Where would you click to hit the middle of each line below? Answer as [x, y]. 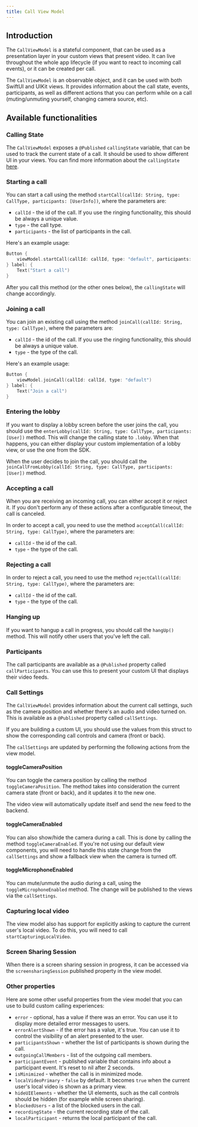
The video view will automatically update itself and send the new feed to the [99, 804]
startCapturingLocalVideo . [39, 937]
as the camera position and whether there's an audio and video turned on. [96, 711]
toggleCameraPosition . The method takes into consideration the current [93, 787]
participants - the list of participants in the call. [73, 231]
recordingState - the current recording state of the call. [82, 1112]
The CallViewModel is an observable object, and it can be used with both [94, 80]
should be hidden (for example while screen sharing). [79, 1099]
